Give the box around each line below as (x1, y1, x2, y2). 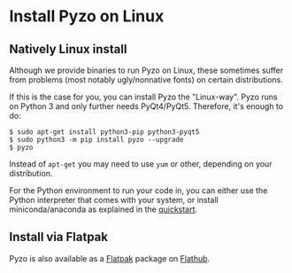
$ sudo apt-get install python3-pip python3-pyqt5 (9, 128, 200, 136)
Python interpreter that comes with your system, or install (9, 195, 219, 205)
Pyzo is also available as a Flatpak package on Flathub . (9, 253, 211, 263)
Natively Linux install (9, 42, 127, 57)
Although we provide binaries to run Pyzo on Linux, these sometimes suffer (9, 65, 284, 75)
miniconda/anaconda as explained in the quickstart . (9, 204, 197, 214)
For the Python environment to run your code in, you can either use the (9, 185, 268, 196)
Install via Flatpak (9, 230, 109, 245)
